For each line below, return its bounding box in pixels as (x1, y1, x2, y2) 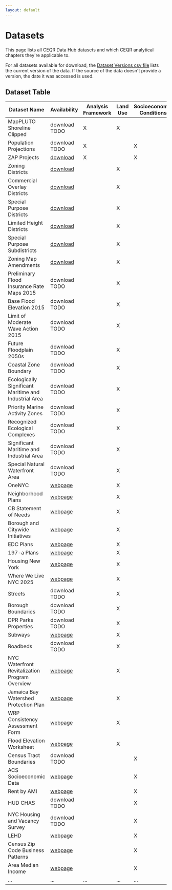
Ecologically (8, 376, 37, 383)
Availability (50, 106, 78, 113)
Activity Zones (8, 410, 42, 417)
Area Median (8, 862, 39, 869)
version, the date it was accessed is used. (5, 73, 94, 79)
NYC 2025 (8, 578, 34, 586)
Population (8, 139, 34, 146)
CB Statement (8, 505, 41, 512)
